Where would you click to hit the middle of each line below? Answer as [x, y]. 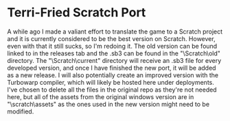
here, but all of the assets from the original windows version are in [101, 96]
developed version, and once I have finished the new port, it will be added [112, 68]
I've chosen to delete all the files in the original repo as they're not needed [112, 90]
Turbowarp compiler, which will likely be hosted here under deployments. [111, 82]
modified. [21, 111]
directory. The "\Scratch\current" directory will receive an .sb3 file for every [114, 60]
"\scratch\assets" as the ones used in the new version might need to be [108, 104]
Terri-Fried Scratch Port [77, 13]
